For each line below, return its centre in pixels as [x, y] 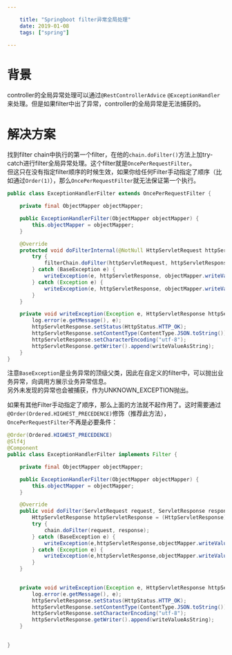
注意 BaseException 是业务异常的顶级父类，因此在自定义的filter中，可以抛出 [113, 373]
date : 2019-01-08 [45, 26]
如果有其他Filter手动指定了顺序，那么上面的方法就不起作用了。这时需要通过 [114, 405]
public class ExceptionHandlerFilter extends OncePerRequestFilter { [109, 194]
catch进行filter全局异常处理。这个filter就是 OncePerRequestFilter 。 [101, 164]
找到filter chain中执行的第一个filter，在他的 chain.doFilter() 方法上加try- [110, 155]
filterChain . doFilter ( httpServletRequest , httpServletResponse [137, 263]
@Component [23, 448]
